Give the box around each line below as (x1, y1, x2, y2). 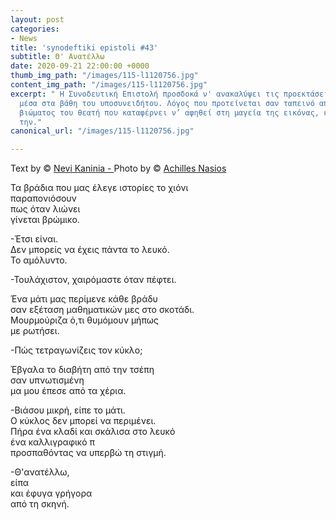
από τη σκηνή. (10, 498, 70, 510)
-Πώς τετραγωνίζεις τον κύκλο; (10, 344, 143, 356)
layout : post (10, 14, 65, 25)
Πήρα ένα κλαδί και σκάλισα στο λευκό (10, 426, 176, 438)
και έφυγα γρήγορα (10, 487, 93, 500)
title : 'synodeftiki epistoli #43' (10, 42, 159, 53)
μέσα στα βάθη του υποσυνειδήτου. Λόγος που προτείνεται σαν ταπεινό (19, 98, 315, 108)
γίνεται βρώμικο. (10, 214, 80, 226)
